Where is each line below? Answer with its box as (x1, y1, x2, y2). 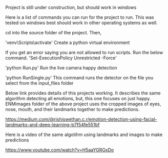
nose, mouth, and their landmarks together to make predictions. (5, 106, 140, 112)
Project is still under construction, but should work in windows (5, 5, 137, 10)
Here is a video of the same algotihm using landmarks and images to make (5, 131, 163, 138)
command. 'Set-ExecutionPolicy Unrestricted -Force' (5, 55, 117, 61)
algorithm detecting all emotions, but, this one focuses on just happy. (5, 96, 151, 101)
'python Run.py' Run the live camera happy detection (5, 65, 118, 71)
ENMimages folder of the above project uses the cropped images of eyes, (5, 101, 161, 107)
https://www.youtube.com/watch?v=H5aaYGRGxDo (5, 147, 114, 153)
